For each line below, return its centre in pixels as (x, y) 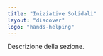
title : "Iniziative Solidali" (52, 14)
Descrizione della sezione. (46, 47)
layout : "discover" (36, 20)
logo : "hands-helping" (41, 27)
